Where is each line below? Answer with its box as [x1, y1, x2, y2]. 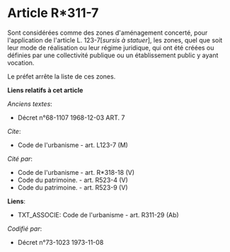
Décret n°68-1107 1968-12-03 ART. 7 [17, 113, 125, 122]
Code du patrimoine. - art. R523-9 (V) [17, 183, 128, 192]
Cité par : [7, 154, 33, 163]
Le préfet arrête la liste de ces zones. [7, 72, 116, 81]
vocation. [7, 58, 35, 67]
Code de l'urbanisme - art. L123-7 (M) [17, 140, 129, 149]
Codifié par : [7, 224, 42, 233]
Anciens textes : [7, 99, 53, 108]
